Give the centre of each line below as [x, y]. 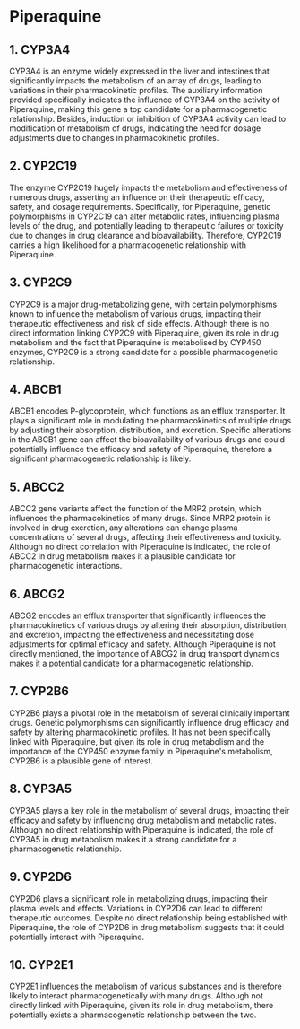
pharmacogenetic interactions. [66, 566]
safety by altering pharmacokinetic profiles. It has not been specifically [140, 732]
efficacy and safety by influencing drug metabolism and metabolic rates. [143, 820]
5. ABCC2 [37, 487]
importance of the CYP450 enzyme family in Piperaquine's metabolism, [141, 751]
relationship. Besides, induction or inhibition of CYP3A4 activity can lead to [148, 119]
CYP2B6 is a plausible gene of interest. [81, 761]
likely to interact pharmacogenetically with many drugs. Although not [137, 996]
